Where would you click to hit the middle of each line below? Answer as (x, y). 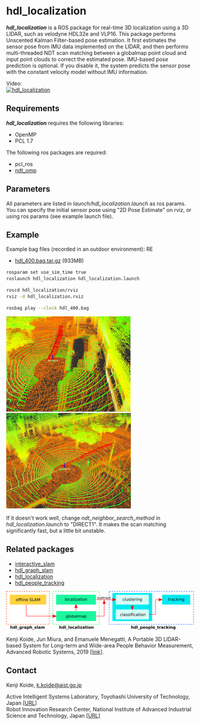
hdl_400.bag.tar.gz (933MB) (49, 261)
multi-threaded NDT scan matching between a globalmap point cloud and (96, 53)
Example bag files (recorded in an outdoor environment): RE (80, 249)
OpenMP (26, 134)
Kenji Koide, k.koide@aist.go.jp (44, 685)
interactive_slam (35, 564)
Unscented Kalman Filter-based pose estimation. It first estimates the (91, 40)
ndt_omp (26, 170)
